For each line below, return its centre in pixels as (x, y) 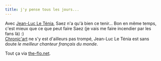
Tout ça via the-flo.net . (28, 53)
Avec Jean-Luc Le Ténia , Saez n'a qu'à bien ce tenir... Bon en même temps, (81, 23)
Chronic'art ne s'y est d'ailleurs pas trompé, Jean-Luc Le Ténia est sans (77, 39)
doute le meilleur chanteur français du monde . (52, 44)
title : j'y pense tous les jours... (42, 9)
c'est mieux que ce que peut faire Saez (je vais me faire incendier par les (78, 28)
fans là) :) (15, 33)
